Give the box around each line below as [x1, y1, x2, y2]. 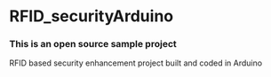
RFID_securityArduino [9, 6, 174, 27]
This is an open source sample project [9, 38, 177, 50]
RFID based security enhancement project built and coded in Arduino [9, 58, 263, 68]
